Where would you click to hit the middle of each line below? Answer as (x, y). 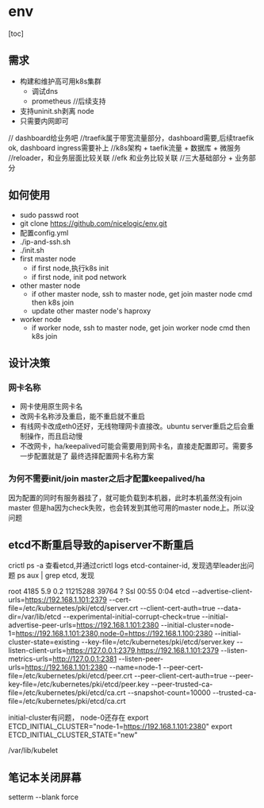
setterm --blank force (44, 797)
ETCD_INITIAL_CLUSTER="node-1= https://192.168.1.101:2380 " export (120, 727)
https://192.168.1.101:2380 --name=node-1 (93, 667)
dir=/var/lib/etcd (35, 617)
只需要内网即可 (44, 121)
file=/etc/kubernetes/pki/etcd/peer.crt (71, 676)
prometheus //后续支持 (69, 101)
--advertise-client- (222, 592)
